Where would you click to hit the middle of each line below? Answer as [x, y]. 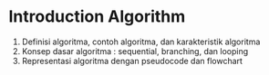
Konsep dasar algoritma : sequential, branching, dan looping [135, 51]
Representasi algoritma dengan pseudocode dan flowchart [132, 61]
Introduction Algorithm [97, 17]
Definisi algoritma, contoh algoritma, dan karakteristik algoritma [141, 42]
